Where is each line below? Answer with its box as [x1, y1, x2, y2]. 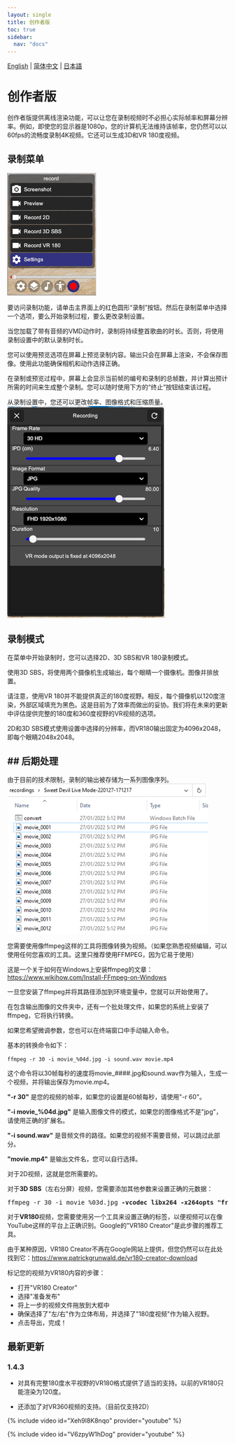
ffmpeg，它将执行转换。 [7, 1011, 78, 1019]
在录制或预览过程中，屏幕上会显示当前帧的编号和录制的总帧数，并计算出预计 [7, 374, 228, 382]
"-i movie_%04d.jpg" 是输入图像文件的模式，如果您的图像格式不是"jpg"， [7, 1107, 222, 1116]
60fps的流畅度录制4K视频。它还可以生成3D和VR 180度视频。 [7, 131, 183, 139]
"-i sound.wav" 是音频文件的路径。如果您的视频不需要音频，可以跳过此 [7, 1131, 215, 1139]
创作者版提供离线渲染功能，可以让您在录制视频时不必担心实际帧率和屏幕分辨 [7, 113, 228, 122]
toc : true [7, 26, 36, 33]
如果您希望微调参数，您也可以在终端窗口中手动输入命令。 [7, 1026, 173, 1034]
